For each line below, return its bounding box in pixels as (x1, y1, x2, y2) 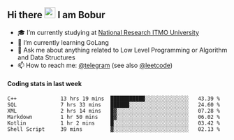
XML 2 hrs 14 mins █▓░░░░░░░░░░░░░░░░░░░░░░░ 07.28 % (7, 108, 220, 115)
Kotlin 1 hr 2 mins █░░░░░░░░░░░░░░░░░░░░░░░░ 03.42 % (7, 120, 220, 127)
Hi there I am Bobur (7, 9, 106, 21)
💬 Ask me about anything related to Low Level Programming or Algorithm (17, 45, 228, 54)
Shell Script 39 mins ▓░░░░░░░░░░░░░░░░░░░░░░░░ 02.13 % (7, 126, 220, 133)
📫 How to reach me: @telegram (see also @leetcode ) (17, 61, 173, 69)
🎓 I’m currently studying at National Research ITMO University (17, 28, 199, 36)
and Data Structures (17, 53, 75, 62)
